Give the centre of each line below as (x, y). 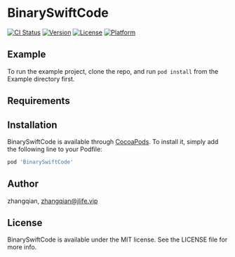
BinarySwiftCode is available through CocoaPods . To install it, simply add (113, 141)
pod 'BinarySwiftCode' (40, 162)
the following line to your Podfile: (55, 149)
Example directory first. (41, 79)
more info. (22, 247)
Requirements (39, 101)
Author (23, 184)
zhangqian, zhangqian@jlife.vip (53, 201)
